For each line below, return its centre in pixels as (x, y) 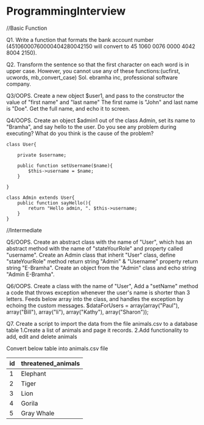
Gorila (30, 403)
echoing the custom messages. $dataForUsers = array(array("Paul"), (93, 305)
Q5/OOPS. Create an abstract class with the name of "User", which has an (100, 242)
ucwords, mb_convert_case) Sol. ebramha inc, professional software (92, 77)
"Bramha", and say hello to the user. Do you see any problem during (91, 126)
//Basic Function (27, 28)
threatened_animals (51, 363)
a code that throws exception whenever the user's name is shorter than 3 (98, 292)
